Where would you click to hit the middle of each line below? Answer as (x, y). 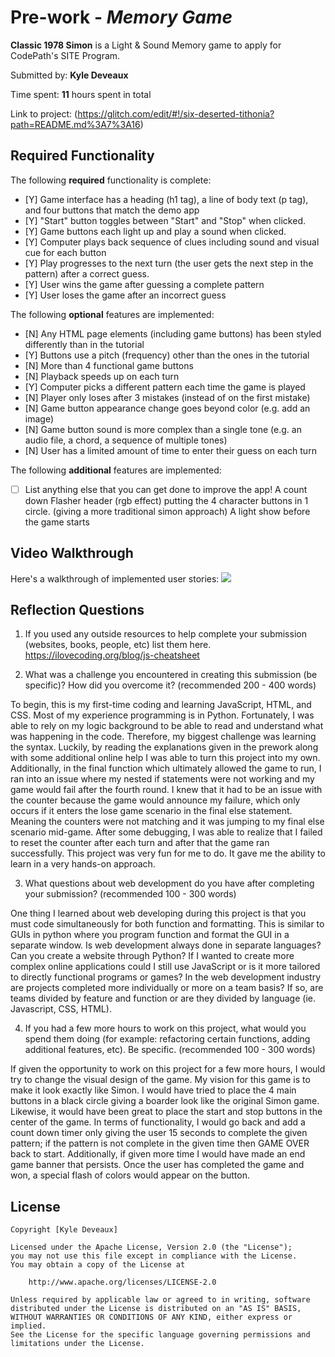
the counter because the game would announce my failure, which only (155, 800)
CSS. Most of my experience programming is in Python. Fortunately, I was (162, 715)
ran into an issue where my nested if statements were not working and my (162, 779)
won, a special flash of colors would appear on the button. (130, 1175)
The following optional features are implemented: (112, 314)
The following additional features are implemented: (116, 470)
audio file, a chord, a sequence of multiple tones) (126, 440)
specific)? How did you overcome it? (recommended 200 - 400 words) (170, 685)
